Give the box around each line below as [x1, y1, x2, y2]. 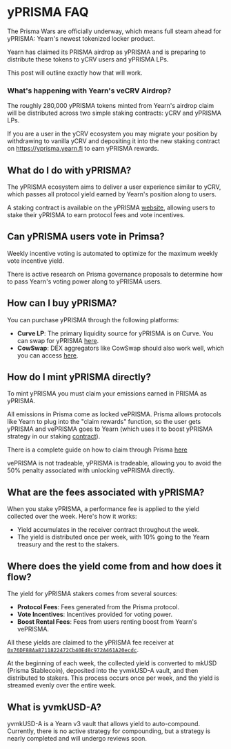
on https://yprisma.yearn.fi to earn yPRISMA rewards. [7, 145, 159, 153]
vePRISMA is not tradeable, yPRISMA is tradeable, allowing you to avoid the [7, 459, 222, 468]
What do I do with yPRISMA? [7, 164, 132, 176]
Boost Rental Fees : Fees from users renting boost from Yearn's [17, 618, 198, 626]
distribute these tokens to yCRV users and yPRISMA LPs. [7, 55, 169, 63]
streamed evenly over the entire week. [7, 681, 117, 690]
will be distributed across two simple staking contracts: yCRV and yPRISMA [7, 109, 222, 118]
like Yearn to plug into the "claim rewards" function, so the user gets [7, 418, 201, 426]
